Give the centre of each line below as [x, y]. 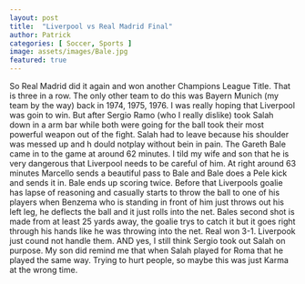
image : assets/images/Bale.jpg [69, 52]
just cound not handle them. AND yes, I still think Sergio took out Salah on [147, 241]
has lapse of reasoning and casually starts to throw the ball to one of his [145, 193]
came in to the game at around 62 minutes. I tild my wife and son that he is [149, 154]
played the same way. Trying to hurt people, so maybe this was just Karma [149, 260]
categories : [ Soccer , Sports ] [71, 43]
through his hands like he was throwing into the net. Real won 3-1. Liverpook [152, 231]
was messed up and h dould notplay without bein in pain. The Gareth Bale [148, 144]
